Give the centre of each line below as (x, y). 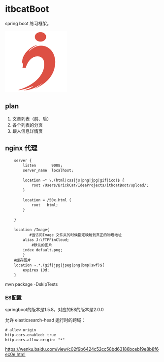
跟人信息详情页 (27, 131)
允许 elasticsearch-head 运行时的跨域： (45, 320)
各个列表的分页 (27, 125)
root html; (45, 205)
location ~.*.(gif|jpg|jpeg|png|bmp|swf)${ (59, 265)
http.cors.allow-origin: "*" (35, 340)
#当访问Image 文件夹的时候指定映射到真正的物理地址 (76, 235)
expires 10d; (36, 270)
